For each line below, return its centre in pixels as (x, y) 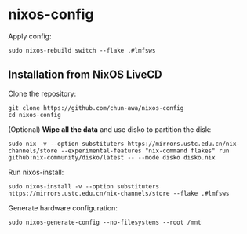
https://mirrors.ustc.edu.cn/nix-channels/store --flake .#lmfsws (119, 193)
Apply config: (30, 36)
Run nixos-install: (36, 172)
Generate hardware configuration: (63, 208)
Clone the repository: (42, 93)
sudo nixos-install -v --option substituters (84, 186)
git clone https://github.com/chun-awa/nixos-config (96, 108)
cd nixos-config (35, 115)
